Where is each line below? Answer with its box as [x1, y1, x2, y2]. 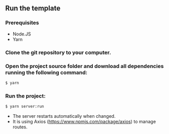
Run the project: [5, 92, 46, 99]
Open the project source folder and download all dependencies [5, 62, 164, 70]
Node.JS [12, 30, 31, 37]
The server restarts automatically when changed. [12, 113, 116, 119]
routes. [12, 124, 28, 130]
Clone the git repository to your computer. [5, 49, 112, 56]
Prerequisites [5, 19, 39, 26]
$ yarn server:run [5, 104, 44, 109]
